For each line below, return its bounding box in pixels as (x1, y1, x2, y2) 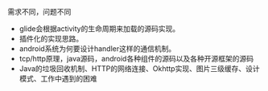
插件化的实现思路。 (19, 34, 84, 43)
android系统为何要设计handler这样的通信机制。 (19, 44, 176, 53)
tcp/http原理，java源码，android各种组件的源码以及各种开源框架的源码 (19, 54, 254, 63)
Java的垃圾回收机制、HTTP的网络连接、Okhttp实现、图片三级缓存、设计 (19, 64, 260, 73)
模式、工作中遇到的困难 (19, 74, 97, 83)
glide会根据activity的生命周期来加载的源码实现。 (19, 24, 180, 34)
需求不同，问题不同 (7, 7, 72, 16)
